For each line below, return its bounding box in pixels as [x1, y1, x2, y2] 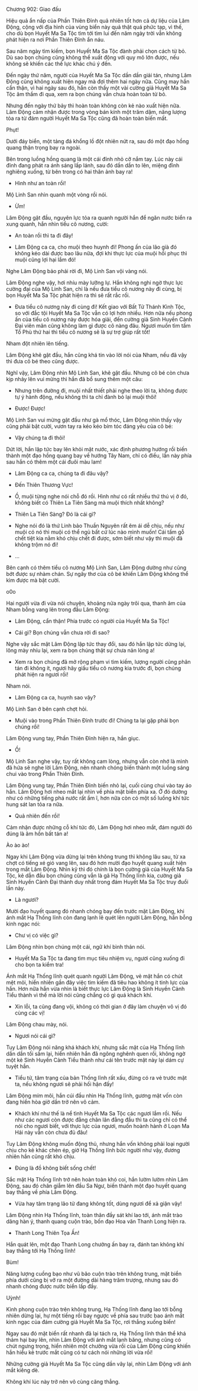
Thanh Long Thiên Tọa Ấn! [14, 1230, 80, 1236]
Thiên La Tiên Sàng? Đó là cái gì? [14, 511, 96, 518]
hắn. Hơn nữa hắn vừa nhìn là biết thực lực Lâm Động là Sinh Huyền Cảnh [6, 986, 185, 992]
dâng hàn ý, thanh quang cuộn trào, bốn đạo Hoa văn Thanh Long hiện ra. [6, 1218, 186, 1225]
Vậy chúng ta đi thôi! [14, 434, 66, 441]
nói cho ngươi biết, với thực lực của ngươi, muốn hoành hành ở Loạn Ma [14, 1123, 190, 1129]
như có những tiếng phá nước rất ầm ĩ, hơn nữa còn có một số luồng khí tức [6, 794, 190, 801]
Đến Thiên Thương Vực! [14, 481, 73, 488]
